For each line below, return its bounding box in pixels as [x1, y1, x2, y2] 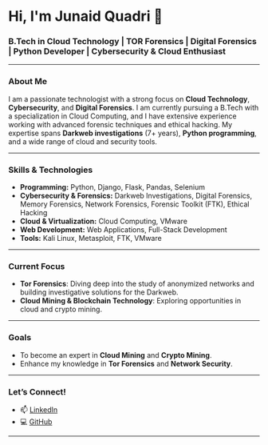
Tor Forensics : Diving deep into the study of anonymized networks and [19, 279, 255, 289]
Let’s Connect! [8, 386, 66, 397]
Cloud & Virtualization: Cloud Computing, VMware [19, 216, 188, 227]
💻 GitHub [19, 416, 53, 427]
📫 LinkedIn [19, 404, 58, 415]
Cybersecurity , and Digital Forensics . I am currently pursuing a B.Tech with [8, 102, 259, 112]
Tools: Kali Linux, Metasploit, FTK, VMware [19, 234, 162, 243]
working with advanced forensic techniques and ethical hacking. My [8, 119, 233, 129]
